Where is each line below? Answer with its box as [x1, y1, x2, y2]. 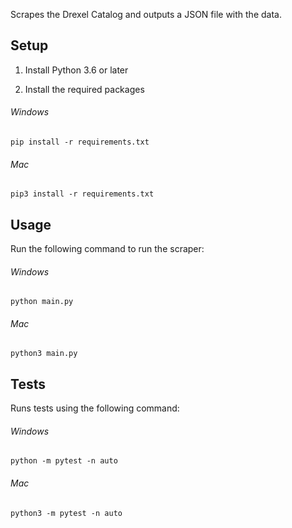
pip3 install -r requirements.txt [10, 189, 155, 199]
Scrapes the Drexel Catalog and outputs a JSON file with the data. [10, 9, 282, 20]
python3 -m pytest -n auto [10, 508, 123, 518]
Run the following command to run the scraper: [10, 243, 205, 255]
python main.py [10, 297, 74, 307]
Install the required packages [24, 83, 145, 95]
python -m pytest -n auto [10, 456, 118, 466]
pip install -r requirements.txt [10, 137, 150, 148]
